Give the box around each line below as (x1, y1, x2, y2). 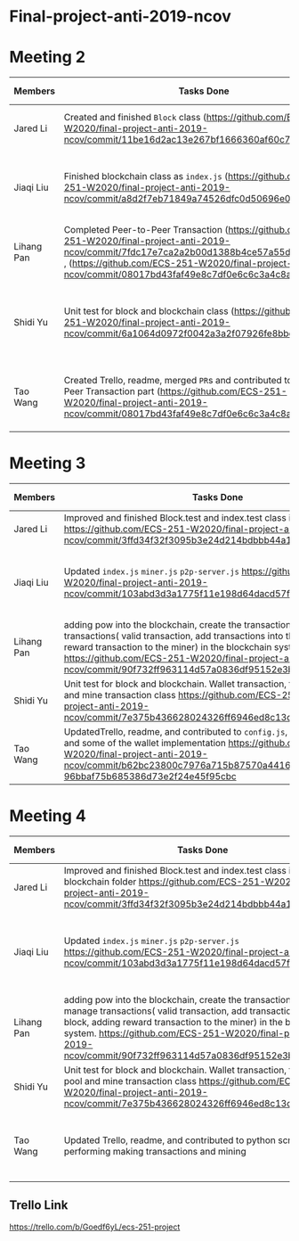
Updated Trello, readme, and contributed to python (63, 1134, 276, 1146)
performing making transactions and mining (63, 1146, 246, 1157)
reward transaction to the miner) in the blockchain (63, 641, 272, 653)
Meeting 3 (9, 453, 86, 473)
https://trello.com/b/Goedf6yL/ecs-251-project (9, 1221, 181, 1232)
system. (63, 1027, 97, 1040)
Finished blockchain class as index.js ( (63, 170, 229, 183)
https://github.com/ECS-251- (159, 385, 287, 398)
